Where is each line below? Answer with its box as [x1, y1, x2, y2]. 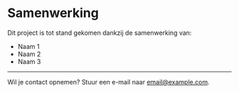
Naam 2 [17, 50, 41, 58]
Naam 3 [17, 57, 41, 65]
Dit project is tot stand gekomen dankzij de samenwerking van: [7, 28, 192, 37]
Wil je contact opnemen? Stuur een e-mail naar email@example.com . [7, 77, 210, 86]
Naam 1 [17, 42, 40, 50]
